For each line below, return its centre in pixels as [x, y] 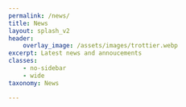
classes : [23, 61]
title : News [28, 23]
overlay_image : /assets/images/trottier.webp [101, 46]
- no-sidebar [45, 68]
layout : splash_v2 [39, 31]
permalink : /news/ [39, 16]
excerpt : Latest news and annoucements [75, 53]
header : [21, 38]
